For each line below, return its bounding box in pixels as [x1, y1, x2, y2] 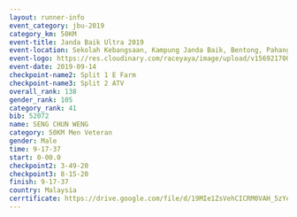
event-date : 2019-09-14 [9, 63, 97, 72]
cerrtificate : [9, 194, 62, 204]
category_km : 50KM [9, 29, 77, 38]
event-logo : [9, 54, 53, 63]
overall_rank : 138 [9, 87, 77, 96]
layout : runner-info [9, 12, 86, 22]
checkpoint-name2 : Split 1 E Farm [9, 71, 137, 80]
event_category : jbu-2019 [9, 21, 104, 30]
